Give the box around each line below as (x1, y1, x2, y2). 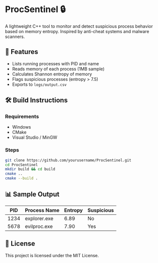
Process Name (25, 207, 60, 213)
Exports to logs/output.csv (12, 81, 67, 87)
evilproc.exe (25, 223, 53, 229)
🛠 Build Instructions (5, 96, 68, 105)
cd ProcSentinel (5, 162, 38, 167)
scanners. (5, 34, 25, 39)
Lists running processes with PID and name (12, 60, 99, 66)
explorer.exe (25, 215, 53, 222)
